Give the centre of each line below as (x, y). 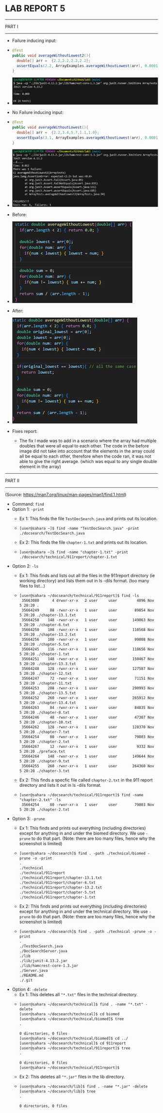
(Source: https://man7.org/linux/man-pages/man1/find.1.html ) (66, 494)
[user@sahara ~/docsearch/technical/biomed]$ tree (72, 1019)
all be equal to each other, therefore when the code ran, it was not (85, 456)
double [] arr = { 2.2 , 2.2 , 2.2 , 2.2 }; (54, 61)
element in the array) (40, 466)
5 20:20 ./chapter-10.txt (45, 722)
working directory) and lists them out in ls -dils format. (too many (84, 580)
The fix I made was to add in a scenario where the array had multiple (88, 441)
